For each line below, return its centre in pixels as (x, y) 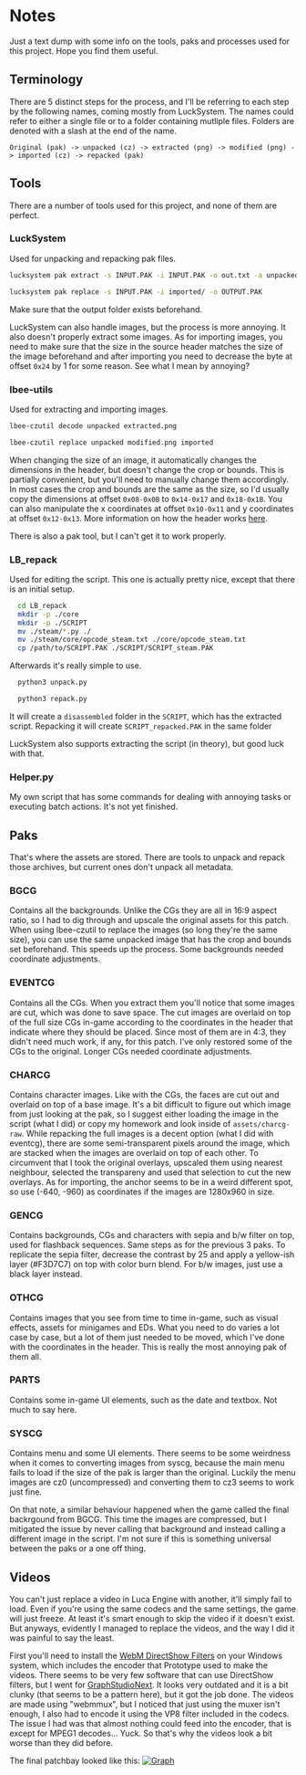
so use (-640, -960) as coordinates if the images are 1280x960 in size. (142, 1192)
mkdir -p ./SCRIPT (53, 623)
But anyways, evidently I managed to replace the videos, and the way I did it (152, 1628)
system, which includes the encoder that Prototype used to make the (139, 1665)
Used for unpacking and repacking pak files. (92, 258)
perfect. (24, 215)
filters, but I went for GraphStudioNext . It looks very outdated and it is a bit (149, 1685)
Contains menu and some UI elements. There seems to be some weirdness (150, 1454)
